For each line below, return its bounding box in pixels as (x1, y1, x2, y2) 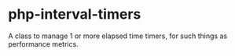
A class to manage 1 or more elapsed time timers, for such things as (8, 31, 228, 40)
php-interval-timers (8, 5, 141, 23)
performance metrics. (8, 39, 79, 48)
